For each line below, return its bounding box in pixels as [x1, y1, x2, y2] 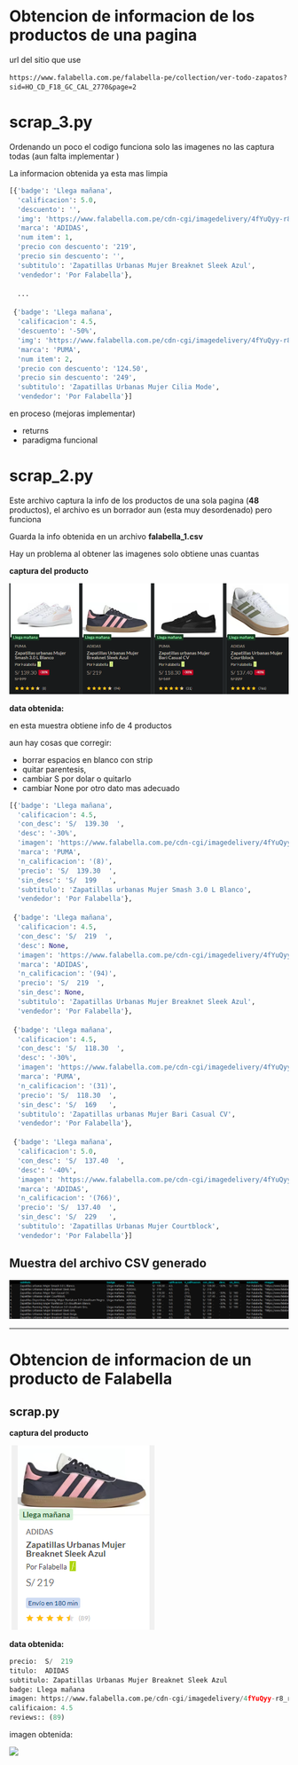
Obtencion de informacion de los [9, 6, 255, 27]
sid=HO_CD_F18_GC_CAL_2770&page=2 [9, 82, 137, 91]
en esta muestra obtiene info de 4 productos [9, 720, 173, 731]
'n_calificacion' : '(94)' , [17, 969, 117, 978]
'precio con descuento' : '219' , [17, 242, 137, 252]
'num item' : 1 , [17, 233, 74, 242]
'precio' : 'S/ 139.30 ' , [17, 867, 117, 875]
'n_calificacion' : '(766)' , [17, 1194, 122, 1203]
